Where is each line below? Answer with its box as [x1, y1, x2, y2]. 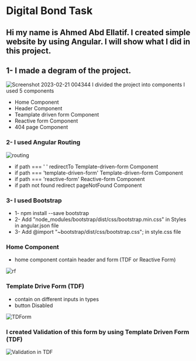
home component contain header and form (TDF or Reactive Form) [14, 256, 176, 263]
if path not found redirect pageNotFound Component [14, 182, 142, 189]
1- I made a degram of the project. [6, 66, 132, 76]
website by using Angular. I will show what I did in [6, 36, 191, 46]
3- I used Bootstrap [6, 196, 62, 205]
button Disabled [14, 302, 53, 309]
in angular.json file [14, 222, 59, 229]
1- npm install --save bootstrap [14, 209, 90, 216]
